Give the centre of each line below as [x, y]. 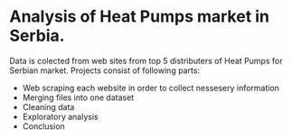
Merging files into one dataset [78, 97]
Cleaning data [48, 107]
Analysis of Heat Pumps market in [139, 17]
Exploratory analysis [60, 116]
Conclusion [43, 126]
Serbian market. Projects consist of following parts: [105, 70]
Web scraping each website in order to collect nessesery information [151, 88]
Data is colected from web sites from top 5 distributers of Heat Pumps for [146, 60]
